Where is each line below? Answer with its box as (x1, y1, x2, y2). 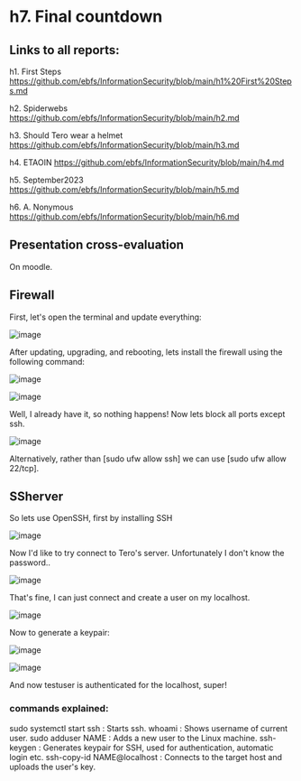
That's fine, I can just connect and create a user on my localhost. (9, 592, 251, 603)
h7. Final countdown (9, 6, 163, 27)
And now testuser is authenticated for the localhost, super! (9, 680, 227, 691)
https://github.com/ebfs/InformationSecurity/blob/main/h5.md (9, 184, 240, 195)
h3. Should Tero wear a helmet (9, 130, 123, 141)
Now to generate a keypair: (9, 628, 110, 638)
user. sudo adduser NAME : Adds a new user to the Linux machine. (9, 732, 258, 743)
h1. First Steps (9, 66, 61, 77)
